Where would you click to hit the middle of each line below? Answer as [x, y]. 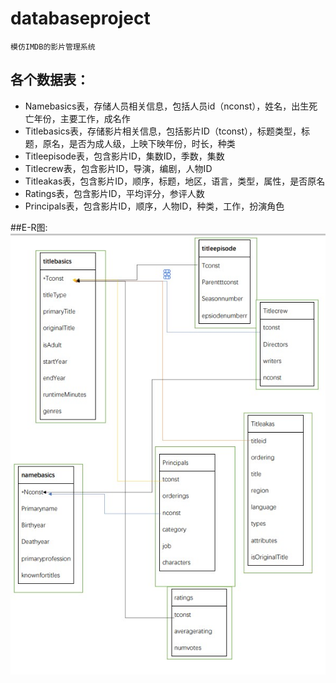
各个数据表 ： [50, 80]
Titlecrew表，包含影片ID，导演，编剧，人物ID [118, 168]
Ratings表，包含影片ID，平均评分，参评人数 [114, 193]
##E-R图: [29, 227]
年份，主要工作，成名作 [82, 118]
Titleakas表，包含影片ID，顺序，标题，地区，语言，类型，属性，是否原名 [175, 181]
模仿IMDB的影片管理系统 [53, 47]
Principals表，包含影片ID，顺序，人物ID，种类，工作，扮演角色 [154, 206]
